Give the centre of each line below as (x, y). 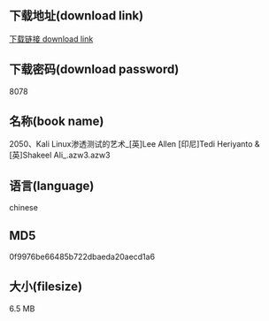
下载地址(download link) (77, 16)
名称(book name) (57, 122)
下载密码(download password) (94, 69)
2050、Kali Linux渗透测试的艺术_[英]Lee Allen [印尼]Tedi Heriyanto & (134, 144)
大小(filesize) (46, 287)
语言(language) (52, 185)
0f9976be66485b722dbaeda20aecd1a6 (82, 257)
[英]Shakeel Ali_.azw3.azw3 (60, 155)
